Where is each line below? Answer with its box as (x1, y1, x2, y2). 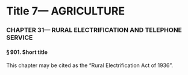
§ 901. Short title (6, 48, 48, 56)
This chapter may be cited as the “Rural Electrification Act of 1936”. (6, 62, 174, 69)
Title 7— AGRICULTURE (6, 4, 125, 18)
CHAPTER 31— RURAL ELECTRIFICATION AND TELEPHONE (6, 26, 183, 34)
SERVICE (6, 33, 33, 42)
